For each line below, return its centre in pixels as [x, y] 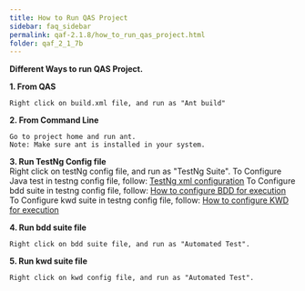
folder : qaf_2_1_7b [46, 43]
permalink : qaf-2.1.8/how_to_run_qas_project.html [107, 35]
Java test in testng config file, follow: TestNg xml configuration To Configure [152, 181]
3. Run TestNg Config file [58, 162]
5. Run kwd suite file [49, 261]
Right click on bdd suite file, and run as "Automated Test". [130, 245]
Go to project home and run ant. [73, 137]
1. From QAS [33, 86]
